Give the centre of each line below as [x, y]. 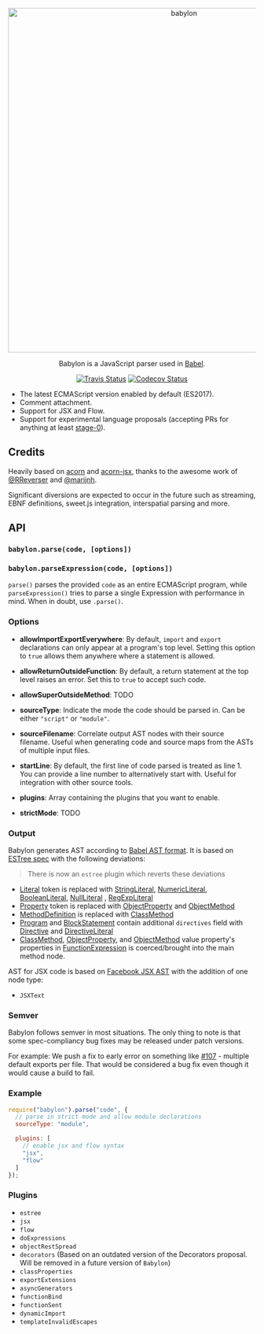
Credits [27, 452]
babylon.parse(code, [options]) [70, 550]
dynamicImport [42, 1314]
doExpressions [42, 1238]
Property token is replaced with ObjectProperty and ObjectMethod [127, 906]
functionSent [41, 1305]
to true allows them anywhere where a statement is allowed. [117, 656]
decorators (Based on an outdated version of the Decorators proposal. [133, 1254]
